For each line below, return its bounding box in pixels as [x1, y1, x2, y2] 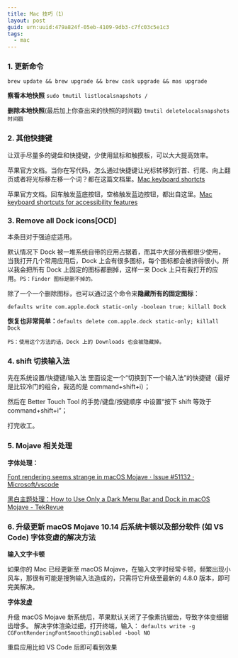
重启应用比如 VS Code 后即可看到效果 [7, 642, 118, 651]
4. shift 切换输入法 [7, 356, 70, 366]
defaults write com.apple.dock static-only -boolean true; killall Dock [7, 303, 227, 311]
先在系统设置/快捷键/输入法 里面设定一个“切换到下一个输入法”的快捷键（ [7, 374, 218, 382]
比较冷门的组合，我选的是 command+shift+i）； [13, 382, 151, 391]
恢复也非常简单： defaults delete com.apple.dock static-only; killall [7, 317, 220, 325]
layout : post [7, 17, 46, 24]
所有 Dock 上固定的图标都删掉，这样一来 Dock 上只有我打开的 [31, 265, 212, 274]
